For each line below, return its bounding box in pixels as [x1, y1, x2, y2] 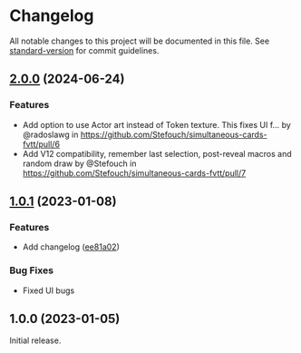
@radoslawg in [22, 129, 79, 140]
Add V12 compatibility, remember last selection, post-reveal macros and [22, 148, 292, 159]
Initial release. [9, 335, 62, 346]
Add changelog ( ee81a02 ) [22, 241, 120, 252]
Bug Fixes [9, 264, 54, 277]
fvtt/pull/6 [22, 138, 61, 150]
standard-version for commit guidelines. [9, 44, 160, 55]
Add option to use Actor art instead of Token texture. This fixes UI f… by [22, 119, 292, 130]
